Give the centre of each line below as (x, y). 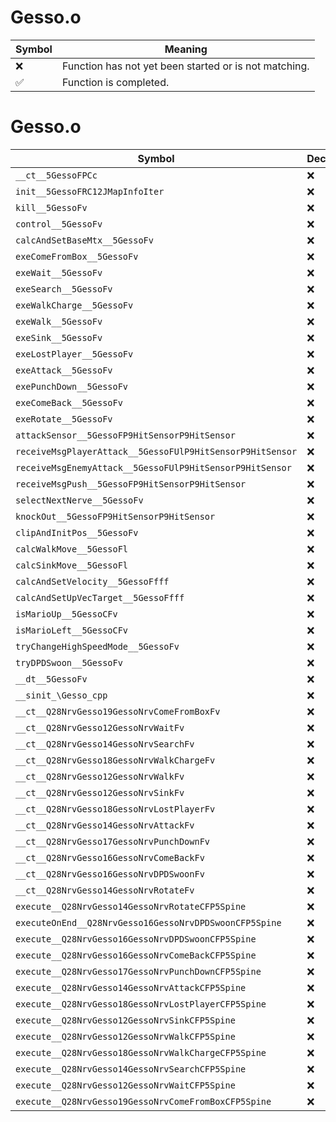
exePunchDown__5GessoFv (72, 386)
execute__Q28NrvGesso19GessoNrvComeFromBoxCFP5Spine (143, 1101)
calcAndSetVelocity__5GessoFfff (92, 581)
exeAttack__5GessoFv (64, 370)
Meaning (186, 49)
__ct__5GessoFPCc (56, 175)
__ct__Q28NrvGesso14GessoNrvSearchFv (105, 744)
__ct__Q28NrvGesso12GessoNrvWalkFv (100, 776)
